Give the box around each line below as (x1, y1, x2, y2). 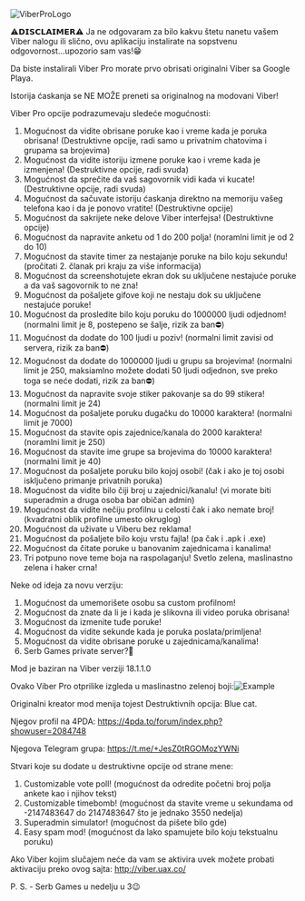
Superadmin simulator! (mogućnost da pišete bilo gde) (23, 817, 228, 827)
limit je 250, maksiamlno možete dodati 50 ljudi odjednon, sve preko (23, 365, 278, 376)
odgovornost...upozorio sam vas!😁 (10, 45, 143, 56)
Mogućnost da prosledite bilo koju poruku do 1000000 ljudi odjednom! (23, 309, 287, 320)
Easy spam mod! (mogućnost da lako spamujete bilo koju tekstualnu (23, 827, 279, 837)
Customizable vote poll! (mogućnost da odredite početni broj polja (23, 778, 271, 789)
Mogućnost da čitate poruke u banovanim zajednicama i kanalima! (23, 543, 271, 553)
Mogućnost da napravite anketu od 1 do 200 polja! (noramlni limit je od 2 (23, 232, 294, 243)
